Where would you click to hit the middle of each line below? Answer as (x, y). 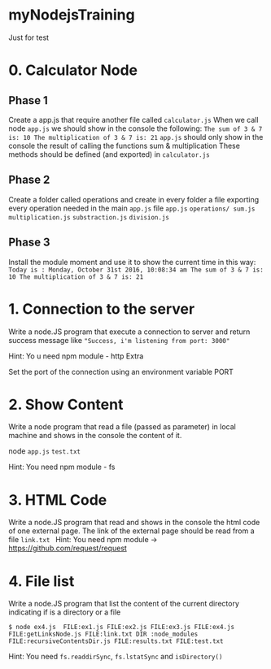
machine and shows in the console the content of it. (95, 436)
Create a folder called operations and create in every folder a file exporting (133, 199)
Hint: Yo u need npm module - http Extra (76, 356)
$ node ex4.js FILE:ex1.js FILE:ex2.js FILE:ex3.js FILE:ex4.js (121, 628)
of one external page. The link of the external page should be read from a (131, 531)
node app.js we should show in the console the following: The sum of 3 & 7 (135, 128)
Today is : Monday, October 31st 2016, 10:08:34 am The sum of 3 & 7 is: (136, 270)
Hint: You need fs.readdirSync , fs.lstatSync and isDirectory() (116, 657)
